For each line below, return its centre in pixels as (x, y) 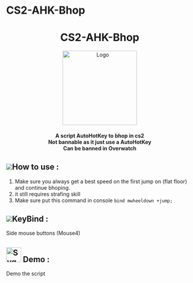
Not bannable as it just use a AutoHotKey (100, 142)
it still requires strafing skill (48, 194)
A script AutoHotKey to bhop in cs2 (100, 136)
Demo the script (26, 273)
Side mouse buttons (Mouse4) (43, 233)
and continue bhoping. (42, 187)
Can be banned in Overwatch (100, 148)
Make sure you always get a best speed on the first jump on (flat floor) (101, 181)
